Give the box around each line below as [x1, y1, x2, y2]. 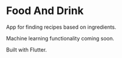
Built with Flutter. [6, 46, 47, 53]
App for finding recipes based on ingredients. [6, 23, 117, 30]
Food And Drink [6, 4, 84, 18]
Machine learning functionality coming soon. [6, 35, 115, 42]
